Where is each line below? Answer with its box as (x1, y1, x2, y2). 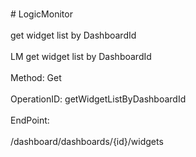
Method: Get (10, 72, 62, 83)
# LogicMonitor (10, 8, 73, 20)
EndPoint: (10, 114, 50, 126)
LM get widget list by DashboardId (10, 51, 152, 62)
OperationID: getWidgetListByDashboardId (10, 93, 187, 105)
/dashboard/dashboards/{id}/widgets (10, 136, 164, 147)
